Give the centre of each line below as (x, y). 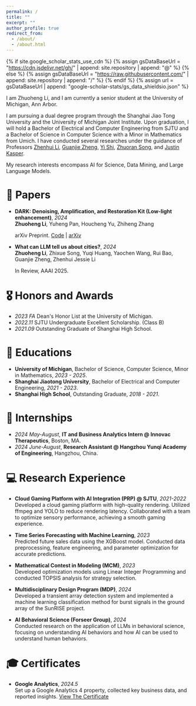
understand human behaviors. (51, 638)
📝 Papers (29, 195)
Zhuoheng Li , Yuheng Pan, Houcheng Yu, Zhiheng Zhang (84, 224)
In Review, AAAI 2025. (41, 271)
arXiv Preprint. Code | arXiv (48, 235)
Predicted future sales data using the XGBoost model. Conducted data (100, 541)
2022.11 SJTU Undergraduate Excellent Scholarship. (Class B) (89, 322)
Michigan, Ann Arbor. (32, 104)
